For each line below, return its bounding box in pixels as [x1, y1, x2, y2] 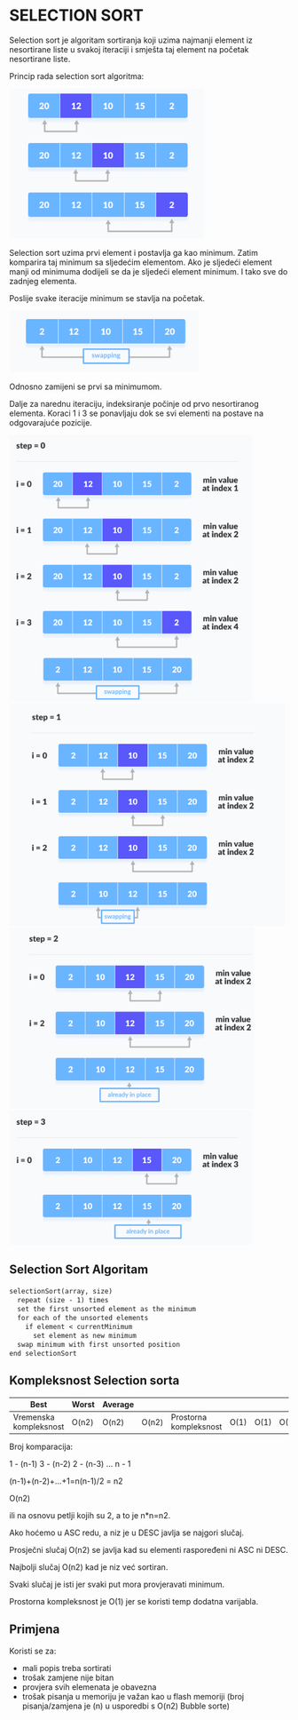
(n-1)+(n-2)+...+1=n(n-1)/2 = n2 [9, 1476, 123, 1486]
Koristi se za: [9, 1645, 57, 1656]
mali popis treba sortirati [21, 1662, 112, 1673]
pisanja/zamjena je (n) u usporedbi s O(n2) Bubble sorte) [21, 1700, 231, 1711]
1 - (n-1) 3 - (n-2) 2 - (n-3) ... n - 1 [9, 1458, 131, 1469]
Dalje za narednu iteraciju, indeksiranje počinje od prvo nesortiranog [9, 398, 259, 409]
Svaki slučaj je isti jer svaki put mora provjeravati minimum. [9, 1579, 224, 1589]
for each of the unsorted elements [17, 1313, 149, 1322]
